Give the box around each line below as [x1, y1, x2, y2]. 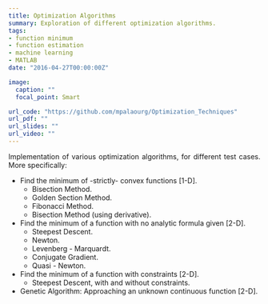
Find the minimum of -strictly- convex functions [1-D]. [19, 175, 198, 185]
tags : [8, 26, 26, 34]
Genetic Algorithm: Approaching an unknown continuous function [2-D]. [19, 286, 258, 296]
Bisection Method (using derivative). [31, 210, 152, 219]
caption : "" [15, 86, 56, 94]
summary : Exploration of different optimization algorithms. [8, 19, 217, 27]
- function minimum [8, 34, 74, 42]
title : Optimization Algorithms [8, 11, 116, 20]
